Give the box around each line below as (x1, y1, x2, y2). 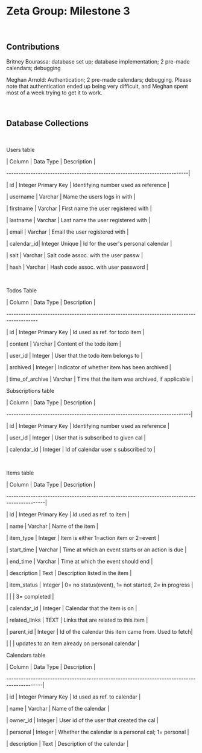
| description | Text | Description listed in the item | (6, 569, 132, 576)
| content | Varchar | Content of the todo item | (6, 340, 122, 347)
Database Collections (6, 118, 89, 128)
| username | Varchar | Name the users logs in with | (6, 192, 136, 200)
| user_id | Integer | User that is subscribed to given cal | (6, 434, 146, 441)
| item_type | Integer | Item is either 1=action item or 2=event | (6, 534, 160, 541)
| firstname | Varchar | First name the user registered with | (6, 205, 152, 212)
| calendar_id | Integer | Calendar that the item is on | (6, 604, 137, 612)
